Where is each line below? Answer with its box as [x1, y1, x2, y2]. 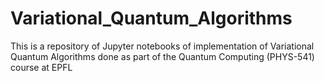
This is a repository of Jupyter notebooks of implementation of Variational [10, 40, 315, 52]
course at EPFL [10, 61, 73, 73]
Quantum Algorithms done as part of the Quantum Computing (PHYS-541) [10, 50, 315, 62]
